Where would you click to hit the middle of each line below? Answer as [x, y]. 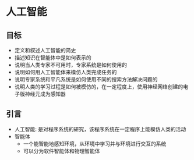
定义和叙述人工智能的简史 [45, 50]
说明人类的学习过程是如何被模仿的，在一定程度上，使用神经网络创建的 [99, 87]
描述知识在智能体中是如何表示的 [53, 58]
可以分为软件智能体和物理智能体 [61, 151]
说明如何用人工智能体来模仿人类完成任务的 [66, 72]
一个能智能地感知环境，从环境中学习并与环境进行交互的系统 [95, 144]
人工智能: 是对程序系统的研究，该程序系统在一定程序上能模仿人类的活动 [100, 129]
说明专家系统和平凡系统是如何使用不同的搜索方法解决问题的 [86, 79]
